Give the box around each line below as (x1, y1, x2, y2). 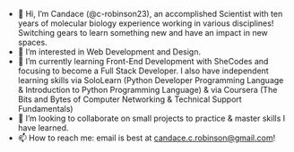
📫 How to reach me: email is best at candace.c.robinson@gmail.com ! (17, 132, 276, 143)
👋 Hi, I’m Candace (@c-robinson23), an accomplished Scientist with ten (17, 9, 283, 19)
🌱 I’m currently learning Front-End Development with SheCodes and (17, 56, 269, 66)
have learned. (17, 122, 69, 133)
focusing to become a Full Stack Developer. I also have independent (17, 65, 269, 76)
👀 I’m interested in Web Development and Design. (17, 46, 202, 57)
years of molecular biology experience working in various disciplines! (17, 18, 274, 29)
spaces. (17, 37, 48, 47)
